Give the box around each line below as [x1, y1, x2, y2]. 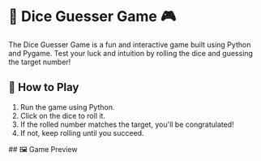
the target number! [8, 57, 71, 67]
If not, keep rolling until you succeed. [19, 128, 144, 137]
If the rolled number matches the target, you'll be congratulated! [19, 120, 234, 129]
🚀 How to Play [8, 80, 79, 94]
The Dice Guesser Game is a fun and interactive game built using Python [8, 39, 251, 50]
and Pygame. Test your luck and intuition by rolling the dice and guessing [8, 48, 254, 58]
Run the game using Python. [19, 102, 115, 111]
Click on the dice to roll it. [19, 111, 105, 120]
